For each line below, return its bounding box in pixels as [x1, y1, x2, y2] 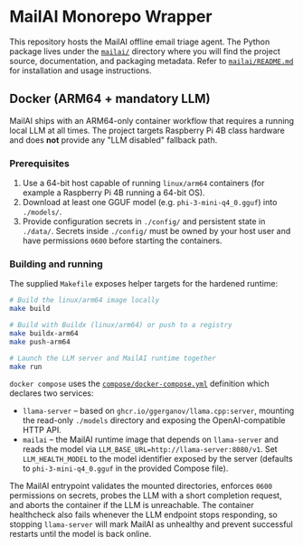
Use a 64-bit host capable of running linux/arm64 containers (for [22, 178, 265, 189]
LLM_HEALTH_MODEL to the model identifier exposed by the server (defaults [22, 454, 293, 465]
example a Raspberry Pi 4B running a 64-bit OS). [22, 187, 205, 198]
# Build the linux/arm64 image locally [9, 296, 160, 305]
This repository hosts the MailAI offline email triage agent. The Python [9, 36, 270, 47]
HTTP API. [22, 425, 62, 436]
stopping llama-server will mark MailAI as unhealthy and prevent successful [9, 519, 294, 530]
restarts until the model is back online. [9, 529, 152, 540]
